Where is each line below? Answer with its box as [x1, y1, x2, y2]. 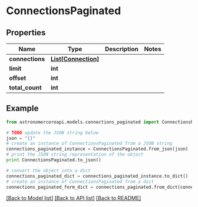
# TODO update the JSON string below [6, 129, 99, 136]
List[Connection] [51, 55, 100, 63]
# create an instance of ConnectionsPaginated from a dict [6, 178, 154, 185]
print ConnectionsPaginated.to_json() [6, 157, 101, 163]
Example [6, 103, 39, 113]
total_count [9, 84, 42, 92]
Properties [6, 28, 46, 38]
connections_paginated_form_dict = [6, 184, 94, 190]
